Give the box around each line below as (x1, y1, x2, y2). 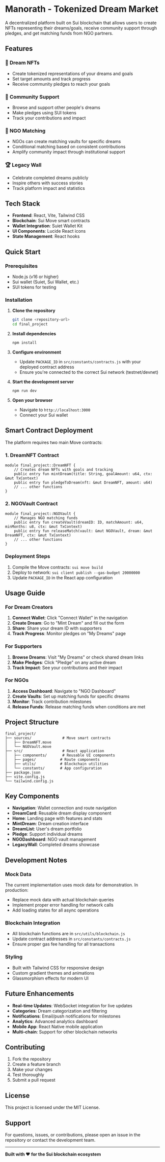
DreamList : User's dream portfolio (12, 826, 82, 832)
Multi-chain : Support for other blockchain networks (12, 1029, 118, 1035)
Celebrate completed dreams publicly (12, 175, 88, 180)
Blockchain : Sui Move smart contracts (12, 218, 90, 224)
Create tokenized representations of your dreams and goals (12, 70, 134, 76)
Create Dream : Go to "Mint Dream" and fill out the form (12, 620, 124, 626)
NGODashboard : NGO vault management (12, 837, 97, 843)
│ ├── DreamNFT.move (5, 739, 52, 745)
